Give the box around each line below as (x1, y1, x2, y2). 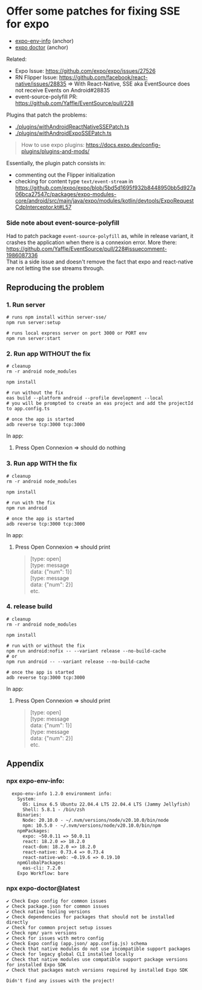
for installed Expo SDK (6, 961, 67, 968)
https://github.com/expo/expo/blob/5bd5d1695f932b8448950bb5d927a (15, 184, 196, 191)
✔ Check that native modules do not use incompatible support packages (6, 946, 191, 952)
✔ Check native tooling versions (6, 909, 91, 915)
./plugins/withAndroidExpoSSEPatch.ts (15, 129, 112, 137)
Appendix (6, 759, 44, 769)
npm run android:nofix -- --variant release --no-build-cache (6, 648, 166, 654)
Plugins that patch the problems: (6, 111, 88, 118)
